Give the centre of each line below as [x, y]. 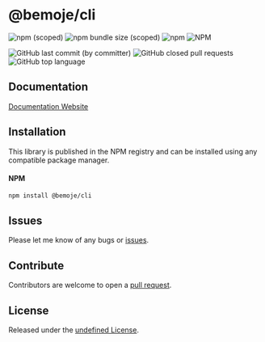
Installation [37, 132]
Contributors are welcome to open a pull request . [90, 285]
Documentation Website [48, 106]
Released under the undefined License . [74, 330]
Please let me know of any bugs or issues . [79, 240]
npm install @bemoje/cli [50, 196]
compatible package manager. [59, 160]
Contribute [36, 266]
